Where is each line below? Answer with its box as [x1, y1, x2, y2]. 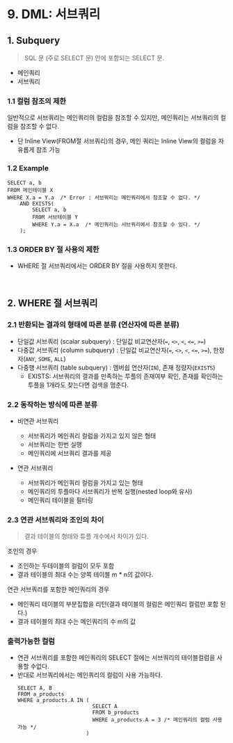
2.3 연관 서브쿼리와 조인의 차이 [7, 515, 104, 525]
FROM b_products [92, 709, 139, 717]
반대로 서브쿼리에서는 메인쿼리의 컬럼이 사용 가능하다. [17, 671, 163, 679]
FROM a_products [17, 691, 65, 698]
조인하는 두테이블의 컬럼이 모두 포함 [17, 561, 115, 570]
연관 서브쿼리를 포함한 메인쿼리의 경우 [7, 585, 110, 593]
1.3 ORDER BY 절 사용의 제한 [7, 244, 99, 254]
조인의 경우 [7, 547, 38, 555]
